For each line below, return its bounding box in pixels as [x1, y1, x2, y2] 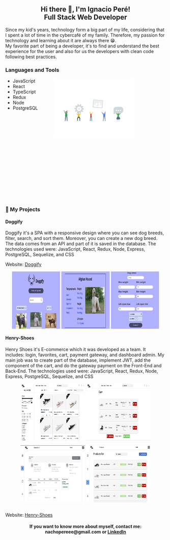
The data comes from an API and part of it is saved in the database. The [5, 240, 156, 247]
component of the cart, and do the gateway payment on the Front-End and [5, 362, 162, 368]
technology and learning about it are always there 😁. [5, 37, 117, 43]
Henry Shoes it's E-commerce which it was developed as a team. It [5, 346, 146, 352]
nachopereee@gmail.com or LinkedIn [45, 529, 126, 535]
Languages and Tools [5, 66, 60, 73]
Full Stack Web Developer [44, 13, 127, 22]
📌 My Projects [5, 206, 41, 213]
